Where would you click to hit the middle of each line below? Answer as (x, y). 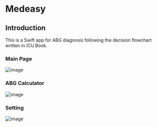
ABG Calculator (25, 83)
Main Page (19, 58)
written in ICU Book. (26, 46)
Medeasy (26, 9)
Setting (15, 108)
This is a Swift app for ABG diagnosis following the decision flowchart (78, 40)
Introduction (26, 28)
